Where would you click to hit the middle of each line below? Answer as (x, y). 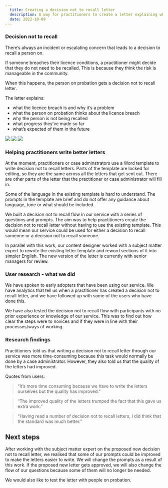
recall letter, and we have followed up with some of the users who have (78, 296)
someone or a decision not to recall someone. (52, 235)
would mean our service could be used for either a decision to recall (75, 230)
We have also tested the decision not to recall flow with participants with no (83, 311)
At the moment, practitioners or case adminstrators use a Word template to (82, 163)
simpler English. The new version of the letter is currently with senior (76, 256)
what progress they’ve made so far (48, 124)
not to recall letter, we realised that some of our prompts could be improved (83, 454)
